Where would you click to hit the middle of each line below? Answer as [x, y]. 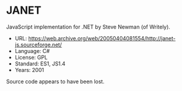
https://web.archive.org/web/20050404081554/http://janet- [102, 38]
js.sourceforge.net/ [38, 45]
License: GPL [31, 57]
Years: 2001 [29, 70]
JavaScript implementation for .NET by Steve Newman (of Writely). [88, 27]
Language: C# [32, 51]
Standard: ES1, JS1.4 [40, 64]
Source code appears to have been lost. [55, 81]
